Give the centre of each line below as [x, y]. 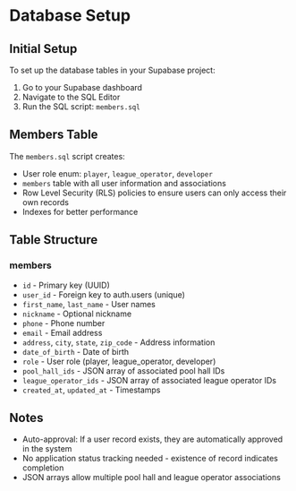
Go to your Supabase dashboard [82, 87]
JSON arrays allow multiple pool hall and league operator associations [152, 478]
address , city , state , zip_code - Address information [118, 342]
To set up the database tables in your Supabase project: [113, 70]
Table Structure [54, 240]
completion [43, 468]
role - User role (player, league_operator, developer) [119, 361]
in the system [47, 449]
